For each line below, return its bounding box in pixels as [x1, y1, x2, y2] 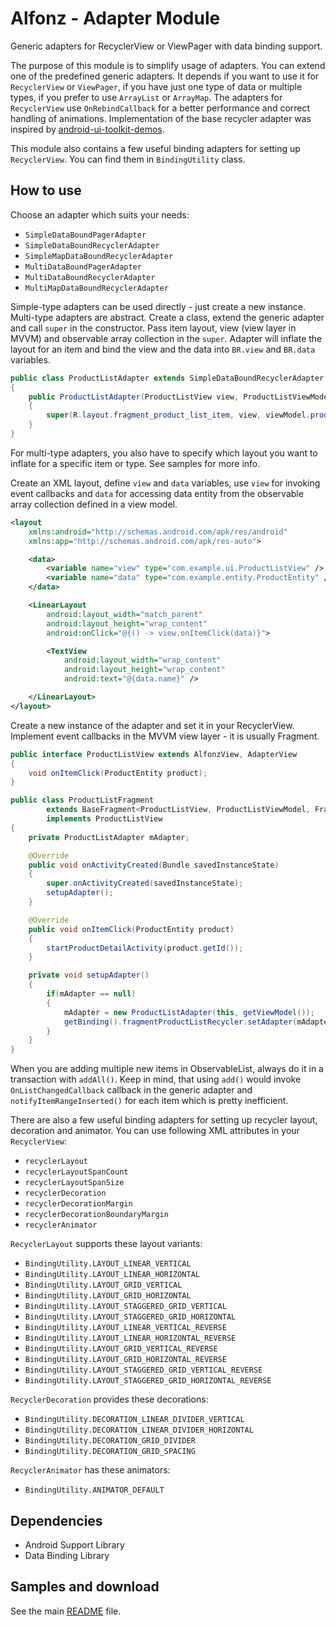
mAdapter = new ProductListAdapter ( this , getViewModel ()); [63, 1007, 315, 1017]
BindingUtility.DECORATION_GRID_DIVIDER [24, 1436, 196, 1446]
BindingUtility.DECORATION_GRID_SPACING [24, 1447, 196, 1457]
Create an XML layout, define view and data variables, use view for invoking [10, 477, 321, 489]
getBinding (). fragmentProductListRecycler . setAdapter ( [63, 1017, 298, 1027]
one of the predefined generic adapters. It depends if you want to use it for [10, 70, 320, 82]
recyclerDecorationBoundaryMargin [24, 1210, 169, 1220]
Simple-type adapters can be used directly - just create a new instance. [10, 300, 306, 312]
